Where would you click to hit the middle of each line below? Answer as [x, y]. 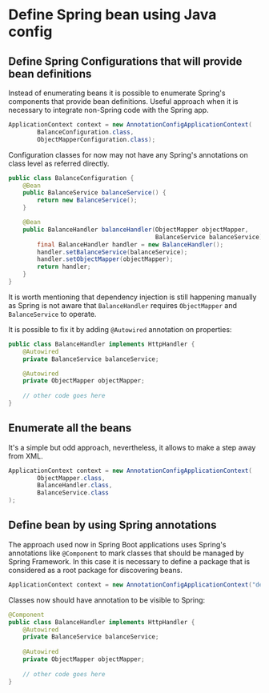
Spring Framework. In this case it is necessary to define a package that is [129, 561]
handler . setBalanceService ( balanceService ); [112, 252]
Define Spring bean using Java [112, 15]
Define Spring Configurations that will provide [125, 61]
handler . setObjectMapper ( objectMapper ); [105, 259]
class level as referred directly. [59, 163]
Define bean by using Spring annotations [112, 525]
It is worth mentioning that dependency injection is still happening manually [132, 297]
